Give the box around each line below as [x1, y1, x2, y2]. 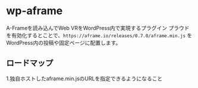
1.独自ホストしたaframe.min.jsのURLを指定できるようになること [6, 75, 163, 82]
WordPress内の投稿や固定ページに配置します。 [6, 39, 121, 46]
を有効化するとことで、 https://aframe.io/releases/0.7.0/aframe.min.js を [6, 31, 193, 39]
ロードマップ [6, 58, 54, 69]
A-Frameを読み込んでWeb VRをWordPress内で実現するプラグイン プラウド [6, 24, 190, 31]
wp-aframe [6, 4, 63, 18]
